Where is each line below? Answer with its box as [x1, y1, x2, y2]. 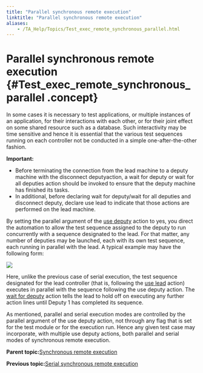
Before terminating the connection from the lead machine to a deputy [15, 167, 188, 174]
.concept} [47, 91, 99, 105]
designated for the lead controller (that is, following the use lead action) [6, 279, 185, 287]
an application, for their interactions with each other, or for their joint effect [6, 117, 193, 125]
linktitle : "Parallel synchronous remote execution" [6, 15, 142, 21]
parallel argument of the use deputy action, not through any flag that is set [6, 317, 192, 324]
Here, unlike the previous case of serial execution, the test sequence [6, 273, 178, 281]
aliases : [6, 20, 28, 26]
